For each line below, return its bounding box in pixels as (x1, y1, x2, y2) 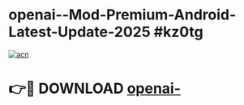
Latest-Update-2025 (8, 23, 152, 41)
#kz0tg (153, 23, 204, 41)
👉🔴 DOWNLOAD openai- (8, 79, 181, 98)
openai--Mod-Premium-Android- (8, 6, 237, 24)
